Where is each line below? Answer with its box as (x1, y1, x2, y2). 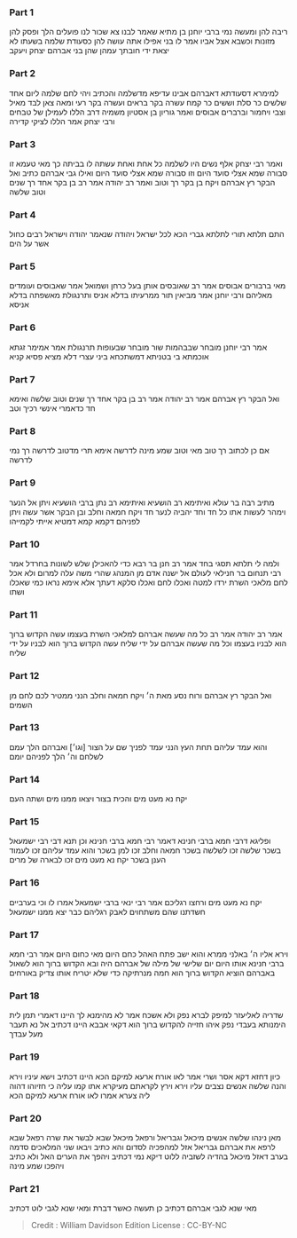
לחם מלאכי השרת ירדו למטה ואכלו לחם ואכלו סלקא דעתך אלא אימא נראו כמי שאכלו (9, 577, 288, 587)
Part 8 (9, 425, 36, 437)
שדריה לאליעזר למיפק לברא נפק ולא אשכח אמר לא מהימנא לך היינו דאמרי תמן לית (9, 1010, 284, 1021)
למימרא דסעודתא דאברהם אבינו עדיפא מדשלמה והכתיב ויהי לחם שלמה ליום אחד (9, 87, 279, 99)
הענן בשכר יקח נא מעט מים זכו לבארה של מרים (9, 855, 167, 865)
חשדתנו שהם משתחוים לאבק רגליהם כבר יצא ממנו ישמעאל (9, 906, 206, 917)
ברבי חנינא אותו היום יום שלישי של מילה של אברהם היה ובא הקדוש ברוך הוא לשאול (9, 958, 285, 969)
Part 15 (9, 816, 40, 828)
